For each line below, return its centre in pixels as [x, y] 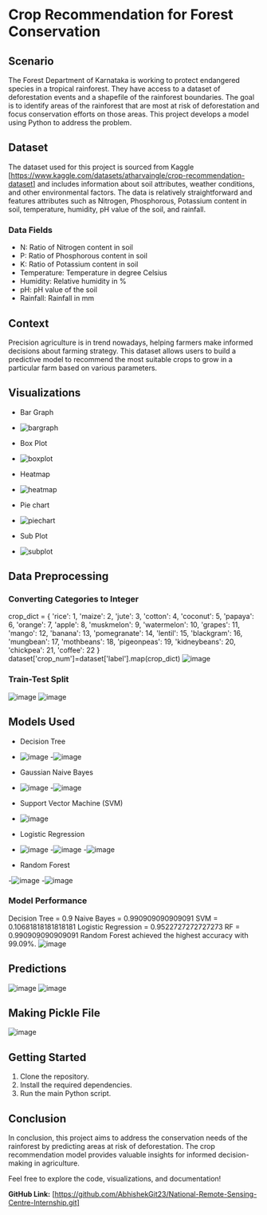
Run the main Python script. [65, 1094]
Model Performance [48, 901]
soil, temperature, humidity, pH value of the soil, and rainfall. [107, 209]
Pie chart [35, 505]
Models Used [42, 722]
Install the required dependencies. [76, 1085]
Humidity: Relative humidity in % [73, 282]
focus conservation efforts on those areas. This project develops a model [129, 114]
